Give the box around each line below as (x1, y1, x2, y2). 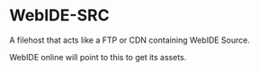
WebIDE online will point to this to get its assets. (9, 51, 187, 62)
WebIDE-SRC (9, 5, 110, 26)
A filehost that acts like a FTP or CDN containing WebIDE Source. (9, 35, 250, 45)
